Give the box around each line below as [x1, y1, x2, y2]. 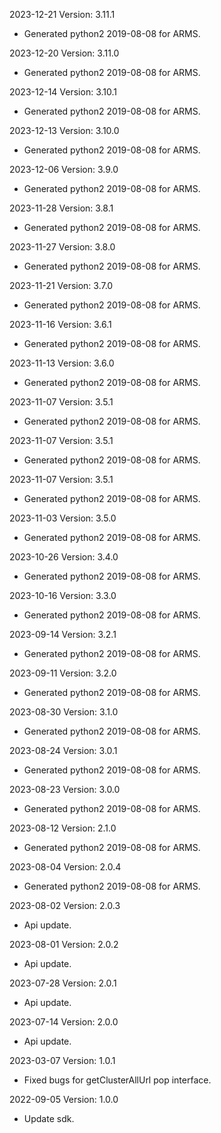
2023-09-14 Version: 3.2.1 [9, 629, 117, 640]
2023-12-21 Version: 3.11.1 [9, 9, 116, 20]
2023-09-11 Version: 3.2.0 [9, 667, 117, 679]
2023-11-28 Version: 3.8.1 [9, 202, 114, 214]
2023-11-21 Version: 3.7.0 [9, 280, 114, 291]
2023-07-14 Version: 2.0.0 [9, 1016, 119, 1028]
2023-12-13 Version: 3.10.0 [9, 125, 120, 136]
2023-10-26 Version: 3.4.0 [9, 551, 119, 563]
